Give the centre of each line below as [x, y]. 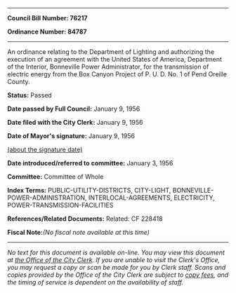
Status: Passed [30, 95]
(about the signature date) [45, 149]
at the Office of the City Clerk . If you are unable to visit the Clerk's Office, [114, 260]
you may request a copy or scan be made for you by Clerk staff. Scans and [117, 267]
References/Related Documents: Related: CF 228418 [85, 219]
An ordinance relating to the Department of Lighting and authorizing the [111, 52]
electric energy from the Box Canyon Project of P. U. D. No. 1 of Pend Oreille [117, 74]
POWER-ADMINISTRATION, [47, 198]
